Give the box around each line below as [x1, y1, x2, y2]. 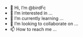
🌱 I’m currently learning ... [10, 15, 64, 21]
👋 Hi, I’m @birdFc [10, 5, 46, 10]
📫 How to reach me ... [10, 26, 57, 32]
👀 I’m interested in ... [10, 10, 53, 16]
